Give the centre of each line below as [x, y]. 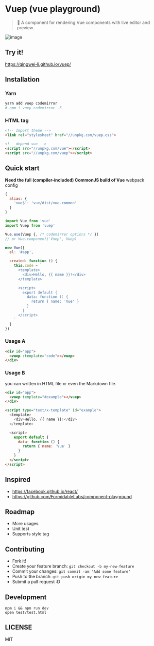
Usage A [15, 341]
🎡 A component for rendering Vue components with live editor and [83, 22]
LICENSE [19, 627]
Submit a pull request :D [36, 582]
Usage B [15, 373]
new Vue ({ [15, 248]
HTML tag [17, 120]
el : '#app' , [22, 252]
